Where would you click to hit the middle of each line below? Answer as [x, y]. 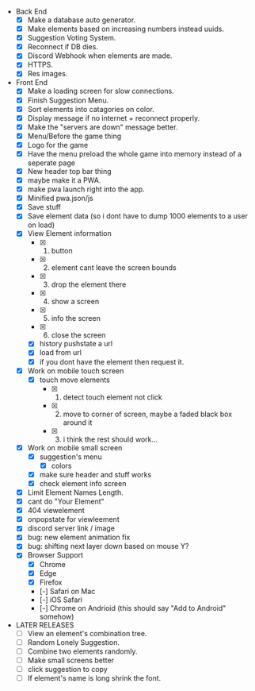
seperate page [51, 163]
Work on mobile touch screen [76, 371]
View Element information [70, 234]
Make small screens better [71, 660]
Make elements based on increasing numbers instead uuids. [126, 29]
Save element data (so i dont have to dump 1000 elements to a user [137, 216]
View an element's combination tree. [87, 633]
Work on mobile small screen [75, 447]
